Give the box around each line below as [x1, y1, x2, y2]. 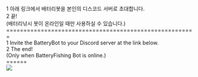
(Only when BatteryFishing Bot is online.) [6, 52, 106, 59]
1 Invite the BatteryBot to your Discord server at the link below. [6, 39, 159, 46]
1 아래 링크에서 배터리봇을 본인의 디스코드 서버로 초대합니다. [6, 5, 145, 12]
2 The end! [6, 46, 33, 52]
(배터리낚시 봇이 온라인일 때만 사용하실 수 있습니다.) [6, 20, 126, 27]
